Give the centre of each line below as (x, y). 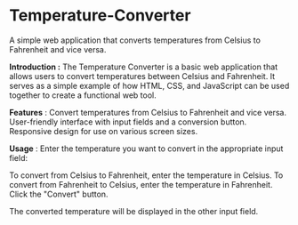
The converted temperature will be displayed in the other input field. (134, 211)
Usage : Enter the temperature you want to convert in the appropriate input (146, 149)
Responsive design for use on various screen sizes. (104, 131)
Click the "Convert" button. (59, 194)
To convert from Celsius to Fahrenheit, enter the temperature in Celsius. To (146, 175)
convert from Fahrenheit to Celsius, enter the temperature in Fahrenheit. (141, 184)
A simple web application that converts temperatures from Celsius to (135, 40)
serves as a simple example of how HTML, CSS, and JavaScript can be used (149, 85)
